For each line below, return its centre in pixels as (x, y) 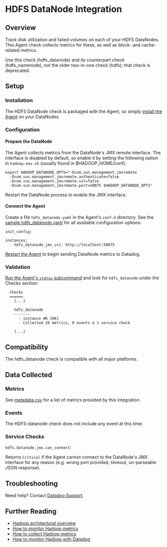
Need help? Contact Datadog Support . (44, 496)
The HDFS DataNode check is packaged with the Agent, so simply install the (84, 111)
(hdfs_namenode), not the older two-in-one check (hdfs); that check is (78, 65)
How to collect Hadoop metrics (44, 534)
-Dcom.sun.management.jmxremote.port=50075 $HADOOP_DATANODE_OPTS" (81, 185)
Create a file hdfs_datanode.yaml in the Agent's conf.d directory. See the (79, 217)
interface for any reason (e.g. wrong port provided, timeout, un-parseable (81, 463)
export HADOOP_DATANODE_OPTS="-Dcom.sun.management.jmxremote (71, 172)
